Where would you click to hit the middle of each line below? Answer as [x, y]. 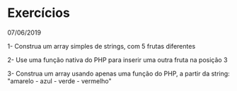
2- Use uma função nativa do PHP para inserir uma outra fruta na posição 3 [117, 60]
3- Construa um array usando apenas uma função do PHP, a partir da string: [118, 73]
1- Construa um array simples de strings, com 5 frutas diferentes [102, 46]
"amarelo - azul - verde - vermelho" [59, 81]
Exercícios [39, 13]
